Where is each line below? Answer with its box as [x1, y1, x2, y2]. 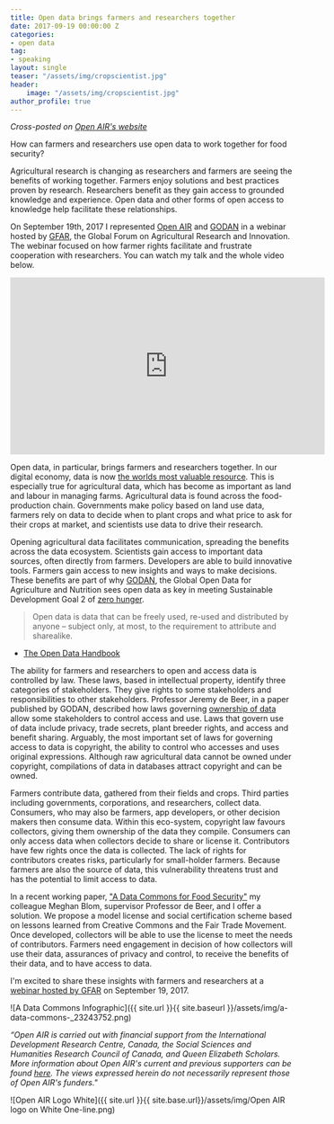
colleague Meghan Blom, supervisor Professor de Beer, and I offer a [10, 901, 261, 912]
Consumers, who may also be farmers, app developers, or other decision [10, 807, 281, 818]
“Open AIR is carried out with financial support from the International [10, 1030, 267, 1040]
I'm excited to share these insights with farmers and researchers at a [10, 976, 264, 986]
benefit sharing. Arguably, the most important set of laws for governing [10, 732, 273, 743]
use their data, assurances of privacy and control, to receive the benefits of [10, 949, 290, 959]
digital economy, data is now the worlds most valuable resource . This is [10, 471, 275, 482]
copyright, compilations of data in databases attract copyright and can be [10, 761, 282, 772]
